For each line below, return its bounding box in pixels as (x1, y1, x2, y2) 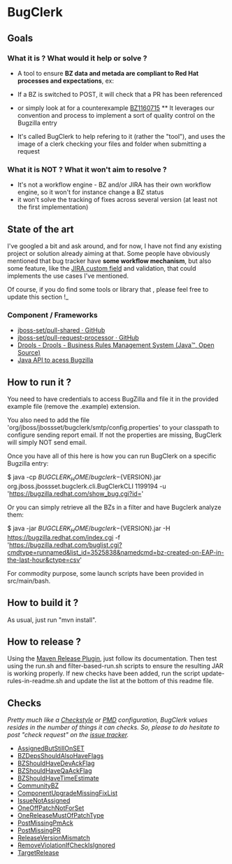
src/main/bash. (7, 576, 51, 585)
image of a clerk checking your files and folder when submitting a (17, 140, 207, 148)
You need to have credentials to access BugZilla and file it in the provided (7, 395, 219, 403)
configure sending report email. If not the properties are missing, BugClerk (7, 431, 222, 439)
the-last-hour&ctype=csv (7, 555, 80, 564)
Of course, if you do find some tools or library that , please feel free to (7, 285, 209, 293)
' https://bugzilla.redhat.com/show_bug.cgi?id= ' (7, 489, 144, 498)
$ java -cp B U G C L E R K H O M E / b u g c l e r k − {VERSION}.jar (7, 473, 162, 482)
